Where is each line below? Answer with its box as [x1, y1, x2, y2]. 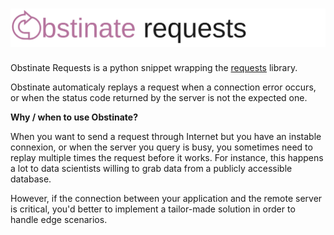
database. [10, 173, 52, 185]
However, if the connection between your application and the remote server [10, 193, 323, 205]
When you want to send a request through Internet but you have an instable [10, 131, 322, 143]
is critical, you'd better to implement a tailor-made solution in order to [10, 203, 296, 215]
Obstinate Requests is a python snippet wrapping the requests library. [10, 62, 298, 74]
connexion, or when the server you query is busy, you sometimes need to [10, 141, 313, 153]
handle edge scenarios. [10, 214, 108, 226]
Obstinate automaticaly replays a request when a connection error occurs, [10, 81, 317, 93]
